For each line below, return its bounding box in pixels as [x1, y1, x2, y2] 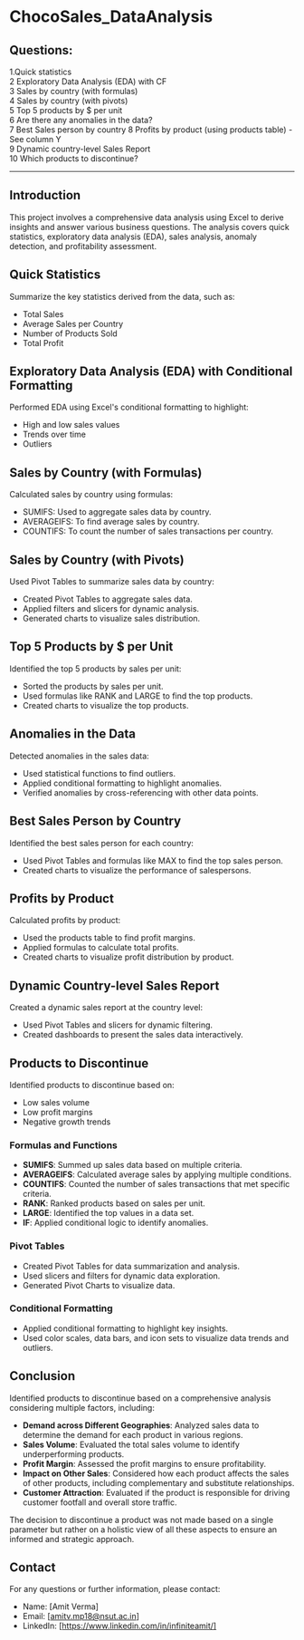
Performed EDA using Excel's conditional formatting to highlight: [9, 401, 249, 413]
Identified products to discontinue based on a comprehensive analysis [9, 1393, 271, 1404]
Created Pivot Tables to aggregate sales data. [22, 593, 193, 604]
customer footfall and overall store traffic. [22, 1497, 177, 1508]
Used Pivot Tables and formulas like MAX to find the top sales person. [22, 854, 283, 866]
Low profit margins [22, 1106, 93, 1117]
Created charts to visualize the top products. [22, 699, 189, 710]
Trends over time [22, 429, 86, 440]
